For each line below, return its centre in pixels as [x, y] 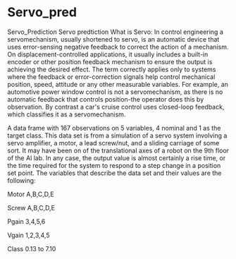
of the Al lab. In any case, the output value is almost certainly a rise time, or [117, 158]
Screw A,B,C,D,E [31, 207]
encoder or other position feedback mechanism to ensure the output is [110, 61]
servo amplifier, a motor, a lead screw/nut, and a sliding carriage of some [113, 143]
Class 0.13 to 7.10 [32, 248]
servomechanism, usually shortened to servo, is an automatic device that [113, 39]
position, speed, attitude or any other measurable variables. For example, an [118, 84]
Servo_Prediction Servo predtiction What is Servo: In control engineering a [116, 32]
